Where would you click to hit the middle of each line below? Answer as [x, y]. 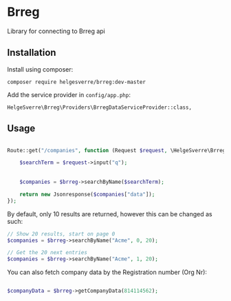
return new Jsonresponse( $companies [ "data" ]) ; [87, 194]
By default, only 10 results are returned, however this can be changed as [110, 214]
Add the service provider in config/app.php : [69, 94]
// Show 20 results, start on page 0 [61, 234]
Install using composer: [40, 69]
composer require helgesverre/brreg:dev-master [77, 82]
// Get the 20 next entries [47, 253]
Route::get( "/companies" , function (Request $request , [87, 150]
